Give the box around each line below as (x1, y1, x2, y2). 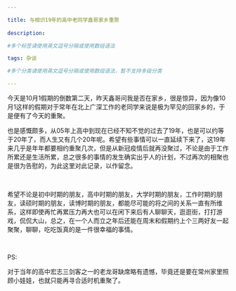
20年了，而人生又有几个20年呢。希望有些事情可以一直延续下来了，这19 (13, 135, 220, 143)
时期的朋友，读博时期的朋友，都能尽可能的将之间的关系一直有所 (31, 199, 216, 207)
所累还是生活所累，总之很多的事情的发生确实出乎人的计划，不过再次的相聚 (7, 153, 223, 161)
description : (7, 30, 46, 37)
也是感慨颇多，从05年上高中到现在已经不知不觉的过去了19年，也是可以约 (7, 127, 218, 134)
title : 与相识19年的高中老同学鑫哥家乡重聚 (7, 16, 119, 23)
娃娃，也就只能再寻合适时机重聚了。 (19, 276, 124, 285)
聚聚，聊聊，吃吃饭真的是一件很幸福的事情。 (7, 226, 137, 233)
